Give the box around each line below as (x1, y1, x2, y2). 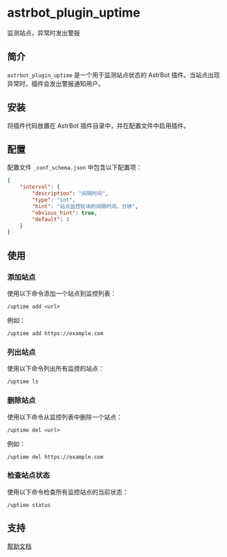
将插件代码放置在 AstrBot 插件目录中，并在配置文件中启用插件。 (7, 121, 190, 130)
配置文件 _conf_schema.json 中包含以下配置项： (7, 163, 143, 171)
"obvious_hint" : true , (32, 209, 98, 216)
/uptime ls (7, 378, 39, 386)
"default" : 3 (32, 216, 70, 223)
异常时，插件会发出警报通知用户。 (7, 79, 105, 87)
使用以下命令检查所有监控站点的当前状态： (7, 488, 129, 496)
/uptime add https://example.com (7, 329, 104, 337)
